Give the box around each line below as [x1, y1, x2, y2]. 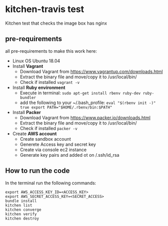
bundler [20, 95, 36, 100]
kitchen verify [5, 211, 37, 216]
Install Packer [12, 109, 41, 115]
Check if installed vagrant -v [20, 79, 80, 85]
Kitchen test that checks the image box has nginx [5, 20, 107, 26]
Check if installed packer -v [20, 125, 78, 131]
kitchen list [5, 202, 33, 208]
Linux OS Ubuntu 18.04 [12, 58, 60, 64]
